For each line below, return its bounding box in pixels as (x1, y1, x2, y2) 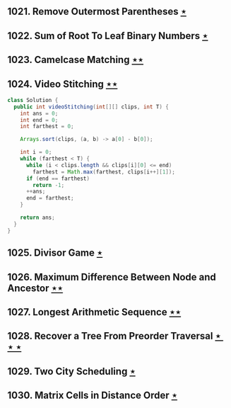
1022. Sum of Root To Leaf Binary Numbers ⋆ (7, 30, 208, 42)
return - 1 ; (32, 181, 65, 188)
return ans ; (20, 214, 55, 222)
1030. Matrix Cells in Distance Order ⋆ (7, 390, 178, 402)
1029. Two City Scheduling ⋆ (7, 365, 136, 378)
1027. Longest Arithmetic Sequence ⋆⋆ (7, 306, 182, 318)
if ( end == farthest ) (25, 175, 90, 182)
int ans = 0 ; (20, 110, 59, 117)
